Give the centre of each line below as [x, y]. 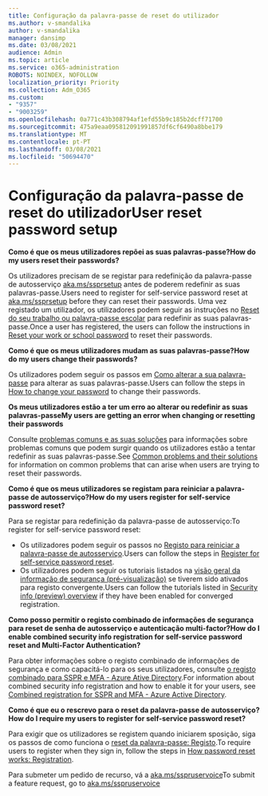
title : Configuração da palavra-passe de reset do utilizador [114, 16]
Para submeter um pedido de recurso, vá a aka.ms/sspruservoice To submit [132, 775]
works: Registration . [41, 759]
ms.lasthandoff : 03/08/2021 [55, 149]
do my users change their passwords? [73, 359]
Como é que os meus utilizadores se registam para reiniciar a [112, 489]
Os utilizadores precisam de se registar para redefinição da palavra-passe [130, 276]
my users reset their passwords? [64, 261]
